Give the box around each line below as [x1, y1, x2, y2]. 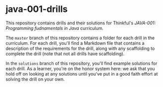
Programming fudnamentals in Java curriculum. [5, 25, 104, 31]
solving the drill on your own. [5, 76, 65, 82]
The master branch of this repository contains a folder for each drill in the [5, 35, 155, 41]
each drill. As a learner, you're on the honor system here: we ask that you [5, 66, 155, 72]
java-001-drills [5, 3, 68, 15]
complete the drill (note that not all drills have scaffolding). [5, 51, 125, 57]
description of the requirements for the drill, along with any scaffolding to [5, 45, 155, 51]
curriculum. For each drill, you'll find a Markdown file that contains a [5, 40, 145, 46]
